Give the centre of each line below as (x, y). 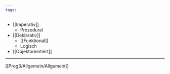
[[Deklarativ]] (26, 35)
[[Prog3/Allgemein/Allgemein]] (37, 66)
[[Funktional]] (34, 41)
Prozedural (31, 30)
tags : (11, 10)
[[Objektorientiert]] (32, 51)
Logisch (28, 46)
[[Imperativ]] (26, 24)
